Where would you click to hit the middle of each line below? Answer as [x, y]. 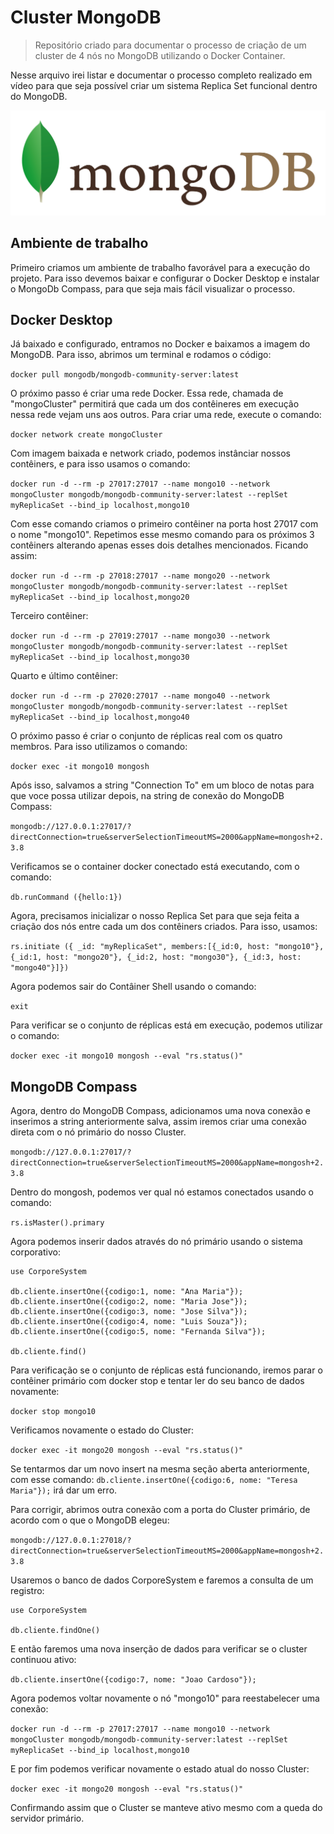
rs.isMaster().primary [57, 1223]
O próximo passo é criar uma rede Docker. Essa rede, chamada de [147, 393]
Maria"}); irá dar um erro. [64, 1490]
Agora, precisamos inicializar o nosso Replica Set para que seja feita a [155, 916]
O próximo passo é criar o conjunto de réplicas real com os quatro [146, 736]
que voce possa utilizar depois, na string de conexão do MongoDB [147, 796]
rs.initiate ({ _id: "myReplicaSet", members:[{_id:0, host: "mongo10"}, [167, 947]
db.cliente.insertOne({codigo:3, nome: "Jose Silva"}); [129, 1312]
